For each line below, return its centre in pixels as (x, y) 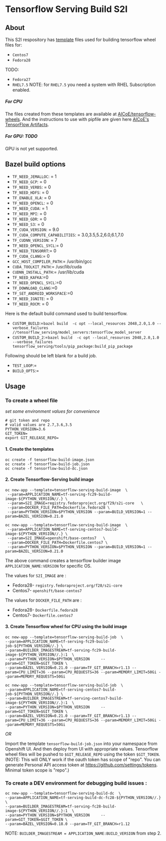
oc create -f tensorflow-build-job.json (48, 464)
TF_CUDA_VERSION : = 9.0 (36, 229)
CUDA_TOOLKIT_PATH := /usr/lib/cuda (47, 266)
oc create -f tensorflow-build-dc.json (46, 468)
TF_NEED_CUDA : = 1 (30, 208)
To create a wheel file (32, 401)
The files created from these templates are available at (61, 114)
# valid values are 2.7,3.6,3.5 (39, 425)
